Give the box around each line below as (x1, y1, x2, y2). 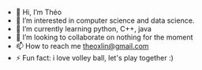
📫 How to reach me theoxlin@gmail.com (15, 42, 149, 50)
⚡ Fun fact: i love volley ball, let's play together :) (15, 53, 174, 62)
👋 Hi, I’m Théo (15, 8, 62, 17)
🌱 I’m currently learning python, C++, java (15, 24, 152, 33)
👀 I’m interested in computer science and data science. (15, 16, 195, 25)
